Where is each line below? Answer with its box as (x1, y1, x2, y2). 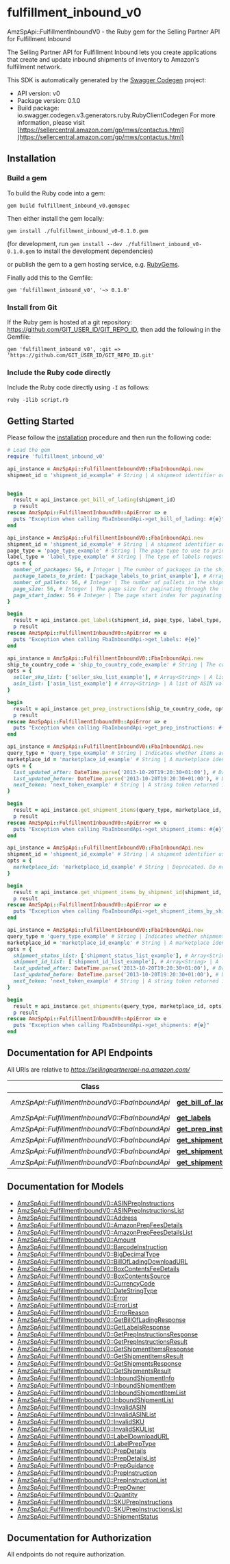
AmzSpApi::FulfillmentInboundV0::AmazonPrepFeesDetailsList (16, 1228, 193, 1236)
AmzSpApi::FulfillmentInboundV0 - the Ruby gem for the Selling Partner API (7, 27, 220, 36)
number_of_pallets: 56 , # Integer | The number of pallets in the (13, 579, 207, 586)
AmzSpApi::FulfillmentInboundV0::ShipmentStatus (16, 1512, 159, 1520)
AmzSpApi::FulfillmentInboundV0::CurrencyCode (16, 1279, 155, 1287)
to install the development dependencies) (36, 247, 153, 255)
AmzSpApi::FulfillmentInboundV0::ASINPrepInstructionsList (16, 1206, 185, 1214)
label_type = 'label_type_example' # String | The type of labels (7, 553, 201, 560)
